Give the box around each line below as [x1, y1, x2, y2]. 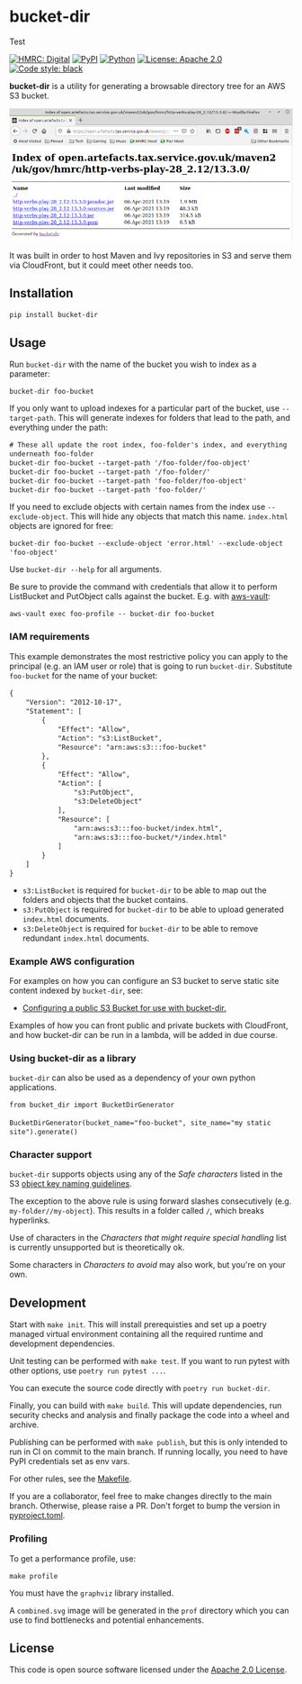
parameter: [9, 369, 51, 379]
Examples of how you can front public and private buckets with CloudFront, [9, 1020, 289, 1031]
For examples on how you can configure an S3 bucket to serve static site [9, 975, 280, 986]
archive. [9, 1419, 40, 1430]
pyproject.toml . [9, 1510, 66, 1521]
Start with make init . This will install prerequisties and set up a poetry [9, 1319, 267, 1330]
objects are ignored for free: [9, 521, 114, 532]
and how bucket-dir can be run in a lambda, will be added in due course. [9, 1029, 279, 1040]
